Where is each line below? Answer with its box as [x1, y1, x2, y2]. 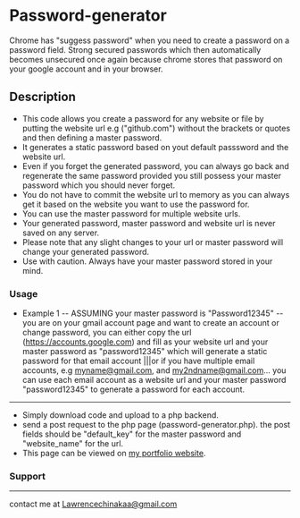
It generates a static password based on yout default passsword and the [21, 141, 289, 152]
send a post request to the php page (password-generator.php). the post [21, 420, 291, 430]
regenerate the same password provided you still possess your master [21, 170, 281, 181]
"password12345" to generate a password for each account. [21, 384, 246, 395]
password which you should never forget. [21, 180, 176, 191]
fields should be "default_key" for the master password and [21, 429, 242, 439]
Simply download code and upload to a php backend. [21, 410, 219, 420]
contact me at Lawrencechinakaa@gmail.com [9, 498, 178, 510]
